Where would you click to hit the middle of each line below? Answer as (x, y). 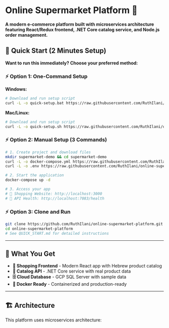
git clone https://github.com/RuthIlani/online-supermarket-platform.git (84, 224)
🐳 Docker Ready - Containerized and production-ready (70, 284)
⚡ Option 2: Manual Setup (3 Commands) (56, 140)
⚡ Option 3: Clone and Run (38, 212)
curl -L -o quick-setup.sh (33, 126)
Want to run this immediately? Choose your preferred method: (72, 63)
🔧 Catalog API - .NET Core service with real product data (72, 271)
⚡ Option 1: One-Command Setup (47, 76)
